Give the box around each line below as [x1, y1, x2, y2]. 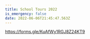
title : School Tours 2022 [5, 7, 57, 12]
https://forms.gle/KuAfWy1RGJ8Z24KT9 [5, 29, 85, 35]
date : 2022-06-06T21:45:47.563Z [5, 16, 70, 20]
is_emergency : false [5, 11, 47, 16]
